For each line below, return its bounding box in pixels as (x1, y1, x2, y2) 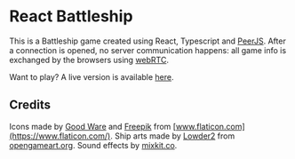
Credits (9, 98, 52, 113)
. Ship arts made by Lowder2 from (109, 131, 235, 141)
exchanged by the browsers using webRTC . (9, 54, 169, 65)
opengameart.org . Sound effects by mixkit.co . (9, 139, 178, 150)
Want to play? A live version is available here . (9, 71, 175, 82)
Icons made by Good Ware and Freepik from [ (9, 121, 176, 131)
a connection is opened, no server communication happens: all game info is (9, 44, 287, 55)
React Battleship (9, 6, 133, 27)
